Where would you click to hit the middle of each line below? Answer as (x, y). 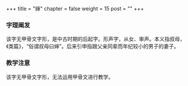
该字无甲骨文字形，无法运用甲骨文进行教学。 (60, 77)
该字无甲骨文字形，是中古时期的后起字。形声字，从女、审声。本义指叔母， (95, 39)
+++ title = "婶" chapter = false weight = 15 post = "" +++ (75, 8)
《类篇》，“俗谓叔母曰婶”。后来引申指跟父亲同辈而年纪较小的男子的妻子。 (93, 46)
